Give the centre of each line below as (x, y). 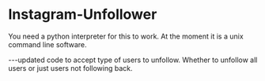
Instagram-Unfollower (83, 15)
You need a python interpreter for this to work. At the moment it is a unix (126, 36)
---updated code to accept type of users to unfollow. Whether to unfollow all (133, 60)
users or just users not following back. (70, 68)
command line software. (47, 44)
